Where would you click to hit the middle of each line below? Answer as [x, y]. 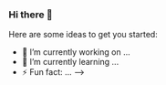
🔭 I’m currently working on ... [76, 52]
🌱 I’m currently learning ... [70, 62]
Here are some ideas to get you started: [83, 35]
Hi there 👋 [31, 15]
